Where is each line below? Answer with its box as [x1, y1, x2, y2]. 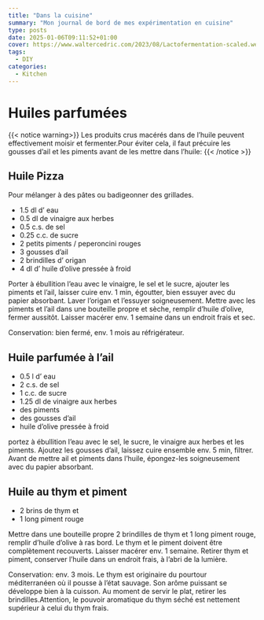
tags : [8, 48, 26, 56]
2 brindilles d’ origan [19, 256, 86, 265]
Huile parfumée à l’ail [8, 351, 114, 364]
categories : [8, 63, 47, 71]
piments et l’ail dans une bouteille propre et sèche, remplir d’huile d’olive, [8, 304, 244, 314]
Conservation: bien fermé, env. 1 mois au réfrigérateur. [8, 328, 185, 338]
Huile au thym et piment [8, 485, 127, 498]
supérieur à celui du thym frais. [8, 603, 109, 612]
